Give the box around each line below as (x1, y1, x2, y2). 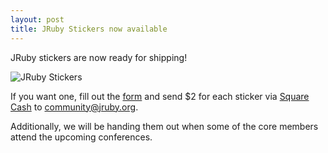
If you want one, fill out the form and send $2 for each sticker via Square (10, 90, 310, 102)
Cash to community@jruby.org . (10, 101, 139, 113)
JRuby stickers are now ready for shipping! (10, 51, 188, 63)
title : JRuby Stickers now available (10, 24, 168, 34)
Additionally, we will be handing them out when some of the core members (10, 120, 319, 132)
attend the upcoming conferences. (10, 131, 153, 143)
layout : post (10, 14, 65, 25)
